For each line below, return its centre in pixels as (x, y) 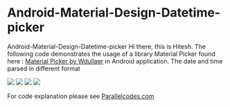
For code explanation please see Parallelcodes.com (81, 96)
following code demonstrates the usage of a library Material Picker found (112, 54)
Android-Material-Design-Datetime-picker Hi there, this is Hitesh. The (107, 46)
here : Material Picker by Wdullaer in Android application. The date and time (115, 61)
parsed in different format (44, 68)
